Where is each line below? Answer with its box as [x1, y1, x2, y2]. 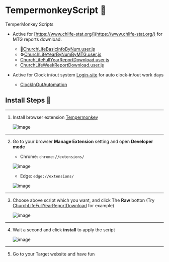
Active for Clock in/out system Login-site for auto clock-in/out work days [12, 71, 164, 77]
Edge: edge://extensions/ [20, 173, 74, 179]
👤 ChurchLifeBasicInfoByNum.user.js [20, 46, 96, 52]
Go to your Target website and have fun [12, 251, 95, 257]
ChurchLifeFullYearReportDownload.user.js [20, 56, 110, 62]
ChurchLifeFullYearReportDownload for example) [12, 202, 115, 208]
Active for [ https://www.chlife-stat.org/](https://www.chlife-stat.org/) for [12, 31, 163, 37]
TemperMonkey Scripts [5, 21, 54, 27]
